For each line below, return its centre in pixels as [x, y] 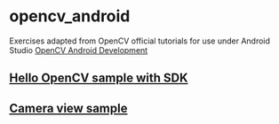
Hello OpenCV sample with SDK [99, 78]
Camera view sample [68, 108]
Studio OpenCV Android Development [79, 50]
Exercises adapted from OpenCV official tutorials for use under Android [140, 41]
